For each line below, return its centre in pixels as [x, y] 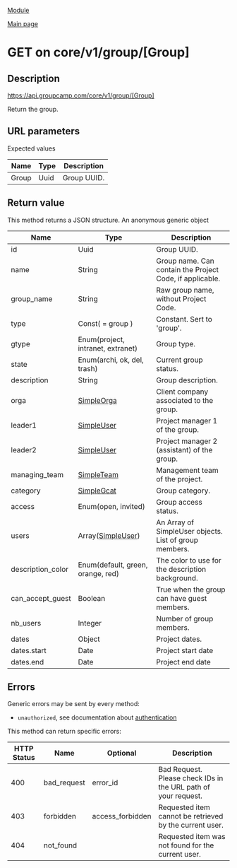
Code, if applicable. [188, 278]
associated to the [185, 400]
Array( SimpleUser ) [109, 535]
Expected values [31, 148]
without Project [181, 298]
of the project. [180, 479]
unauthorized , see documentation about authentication [97, 717]
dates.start [29, 650]
